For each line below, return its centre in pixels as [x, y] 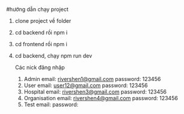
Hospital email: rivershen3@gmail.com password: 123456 [95, 92]
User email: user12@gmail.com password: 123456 [86, 85]
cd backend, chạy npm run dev [54, 56]
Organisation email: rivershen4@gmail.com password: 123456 [101, 98]
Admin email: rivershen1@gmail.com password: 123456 [92, 79]
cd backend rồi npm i [41, 32]
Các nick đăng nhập [40, 67]
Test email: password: [51, 104]
